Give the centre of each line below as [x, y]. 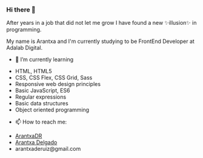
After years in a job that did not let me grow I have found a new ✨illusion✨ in [101, 23]
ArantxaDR [28, 136]
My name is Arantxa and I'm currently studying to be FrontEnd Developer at [101, 41]
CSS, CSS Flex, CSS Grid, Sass [54, 77]
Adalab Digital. [25, 48]
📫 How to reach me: [41, 122]
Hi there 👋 [21, 10]
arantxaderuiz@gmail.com [48, 149]
